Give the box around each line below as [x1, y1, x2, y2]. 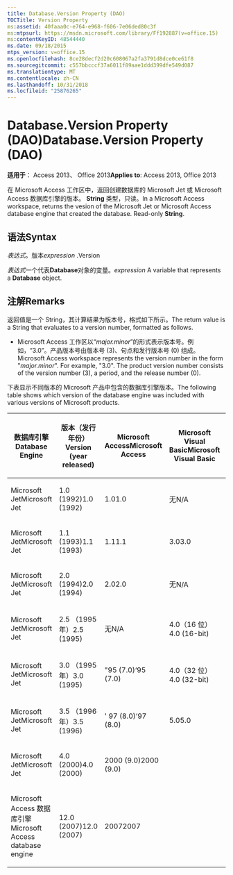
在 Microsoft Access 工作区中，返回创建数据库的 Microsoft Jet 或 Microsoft [7, 185, 222, 194]
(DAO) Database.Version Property [7, 133, 204, 148]
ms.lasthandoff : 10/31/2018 [7, 81, 89, 88]
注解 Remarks [7, 296, 65, 308]
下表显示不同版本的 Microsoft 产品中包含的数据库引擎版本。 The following [7, 383, 216, 391]
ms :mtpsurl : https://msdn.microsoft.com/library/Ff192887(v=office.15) [7, 29, 218, 37]
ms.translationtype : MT [7, 68, 76, 75]
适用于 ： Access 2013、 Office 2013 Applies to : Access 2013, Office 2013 [7, 171, 217, 179]
